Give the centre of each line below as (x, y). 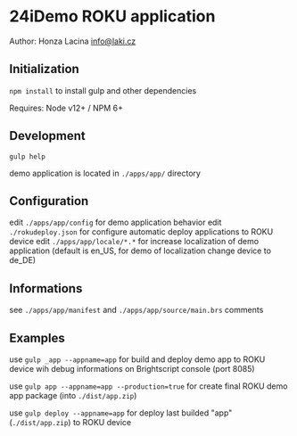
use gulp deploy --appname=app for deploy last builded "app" (121, 413)
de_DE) (23, 260)
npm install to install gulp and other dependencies (103, 90)
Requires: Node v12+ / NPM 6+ (66, 108)
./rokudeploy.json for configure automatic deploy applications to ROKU (141, 232)
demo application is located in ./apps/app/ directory (105, 173)
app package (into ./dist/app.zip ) (73, 395)
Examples (37, 337)
